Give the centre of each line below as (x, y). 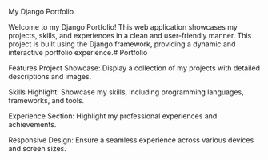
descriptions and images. (50, 76)
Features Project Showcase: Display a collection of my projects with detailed (134, 68)
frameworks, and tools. (46, 100)
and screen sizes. (37, 148)
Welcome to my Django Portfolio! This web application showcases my (123, 27)
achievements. (32, 124)
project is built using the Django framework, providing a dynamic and (122, 44)
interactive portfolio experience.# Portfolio (78, 52)
